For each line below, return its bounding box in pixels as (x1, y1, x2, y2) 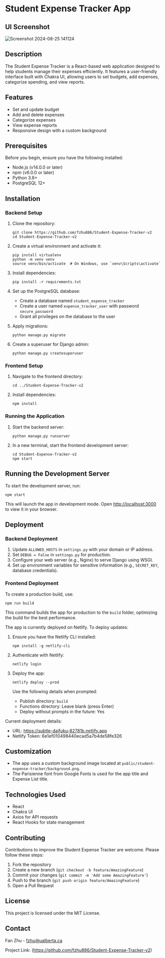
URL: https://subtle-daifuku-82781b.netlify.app (12, 728, 107, 734)
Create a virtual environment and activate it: (12, 243, 102, 249)
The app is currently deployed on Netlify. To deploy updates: (5, 624, 128, 630)
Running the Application (5, 413, 65, 420)
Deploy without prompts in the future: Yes (19, 708, 105, 714)
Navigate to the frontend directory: (12, 374, 83, 380)
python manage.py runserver (12, 434, 70, 438)
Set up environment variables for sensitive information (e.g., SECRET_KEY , (12, 562, 159, 568)
